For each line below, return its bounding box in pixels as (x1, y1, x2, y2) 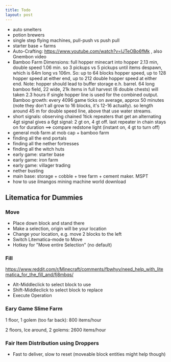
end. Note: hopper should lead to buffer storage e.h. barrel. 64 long (12, 80, 155, 87)
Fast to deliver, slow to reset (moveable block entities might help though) (12, 351, 166, 357)
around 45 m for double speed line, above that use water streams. (12, 108, 152, 114)
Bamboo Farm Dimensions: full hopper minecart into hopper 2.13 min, (12, 59, 159, 65)
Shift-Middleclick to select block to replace (12, 287, 103, 293)
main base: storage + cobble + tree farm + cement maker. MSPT (12, 173, 149, 179)
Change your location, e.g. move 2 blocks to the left (12, 231, 122, 237)
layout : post (5, 12, 33, 17)
